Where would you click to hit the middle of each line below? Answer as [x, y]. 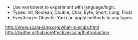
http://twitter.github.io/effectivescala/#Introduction [57, 32]
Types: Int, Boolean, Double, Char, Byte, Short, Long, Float [72, 12]
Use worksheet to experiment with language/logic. [64, 7]
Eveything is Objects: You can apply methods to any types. [73, 18]
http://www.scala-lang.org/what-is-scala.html [52, 27]
